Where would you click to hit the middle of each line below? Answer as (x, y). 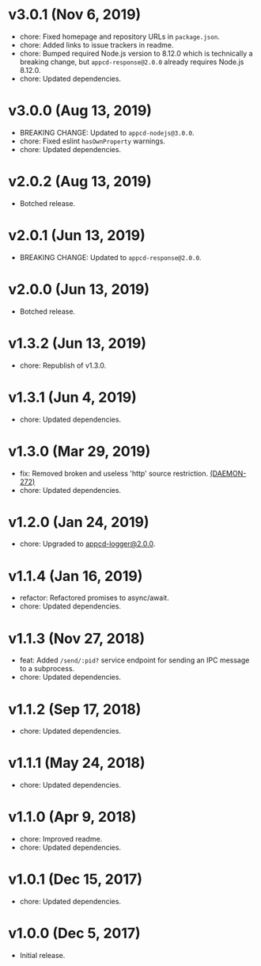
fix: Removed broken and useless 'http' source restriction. (114, 473)
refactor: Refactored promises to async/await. (95, 598)
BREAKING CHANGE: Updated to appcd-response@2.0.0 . (110, 257)
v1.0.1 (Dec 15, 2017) (75, 879)
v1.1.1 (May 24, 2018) (77, 763)
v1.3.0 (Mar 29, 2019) (79, 451)
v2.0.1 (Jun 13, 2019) (77, 235)
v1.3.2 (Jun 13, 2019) (78, 343)
